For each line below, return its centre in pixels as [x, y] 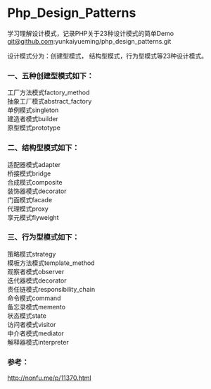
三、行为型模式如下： [43, 237]
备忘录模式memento [36, 307]
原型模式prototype [34, 128]
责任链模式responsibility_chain [51, 289]
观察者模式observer [36, 271]
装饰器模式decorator [37, 191]
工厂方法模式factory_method [49, 92]
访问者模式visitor [32, 324]
